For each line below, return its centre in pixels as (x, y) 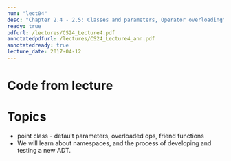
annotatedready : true (38, 45)
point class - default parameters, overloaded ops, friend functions (111, 136)
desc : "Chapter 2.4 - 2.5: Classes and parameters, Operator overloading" (117, 20)
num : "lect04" (27, 13)
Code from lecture (60, 86)
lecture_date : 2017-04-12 (44, 52)
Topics (27, 117)
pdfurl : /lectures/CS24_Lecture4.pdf (61, 33)
